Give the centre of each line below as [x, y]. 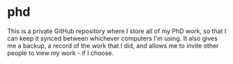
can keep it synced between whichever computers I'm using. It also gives [112, 38]
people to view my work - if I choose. [61, 53]
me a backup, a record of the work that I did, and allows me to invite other [113, 45]
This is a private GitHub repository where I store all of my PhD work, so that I [117, 31]
